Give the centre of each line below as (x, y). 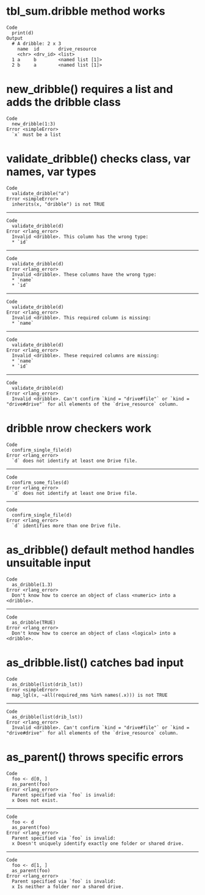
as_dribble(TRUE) (34, 622)
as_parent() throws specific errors (95, 757)
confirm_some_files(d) (41, 482)
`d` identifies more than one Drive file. (67, 525)
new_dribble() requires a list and (90, 89)
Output (15, 38)
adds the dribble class (63, 102)
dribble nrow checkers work (79, 428)
